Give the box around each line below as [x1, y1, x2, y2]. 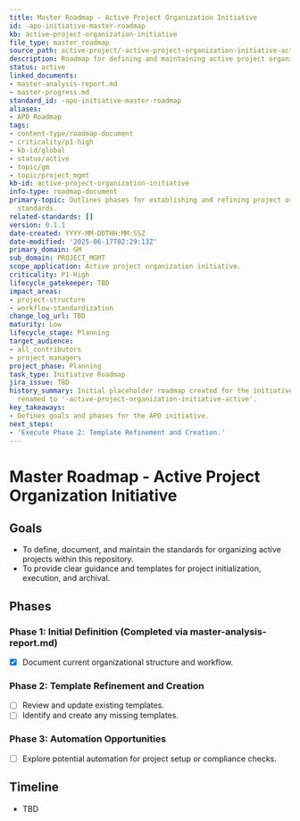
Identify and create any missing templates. [21, 710, 179, 721]
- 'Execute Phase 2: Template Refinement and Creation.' [9, 427, 226, 437]
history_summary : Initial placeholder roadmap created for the [9, 386, 250, 395]
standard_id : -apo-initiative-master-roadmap [9, 95, 181, 105]
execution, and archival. [21, 573, 111, 584]
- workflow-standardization [9, 303, 114, 312]
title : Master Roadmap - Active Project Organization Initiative [9, 12, 257, 22]
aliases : [9, 104, 42, 113]
